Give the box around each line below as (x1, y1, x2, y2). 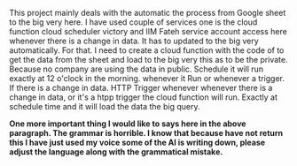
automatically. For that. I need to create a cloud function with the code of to (9, 45, 285, 56)
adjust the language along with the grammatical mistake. (9, 147, 223, 157)
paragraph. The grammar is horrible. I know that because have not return (9, 128, 284, 138)
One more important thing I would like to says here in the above (9, 118, 246, 129)
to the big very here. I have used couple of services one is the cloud (9, 17, 258, 27)
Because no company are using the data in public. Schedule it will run (9, 64, 264, 74)
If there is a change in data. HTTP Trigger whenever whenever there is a (9, 83, 273, 93)
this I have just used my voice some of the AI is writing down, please (9, 137, 266, 147)
